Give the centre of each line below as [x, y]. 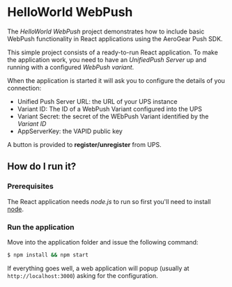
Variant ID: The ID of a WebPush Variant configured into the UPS [109, 109]
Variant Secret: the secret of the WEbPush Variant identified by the [113, 116]
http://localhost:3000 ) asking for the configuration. [83, 275]
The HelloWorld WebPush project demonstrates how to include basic [106, 31]
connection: [24, 88]
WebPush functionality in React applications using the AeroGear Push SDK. [115, 38]
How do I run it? [42, 167]
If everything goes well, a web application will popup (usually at [98, 268]
